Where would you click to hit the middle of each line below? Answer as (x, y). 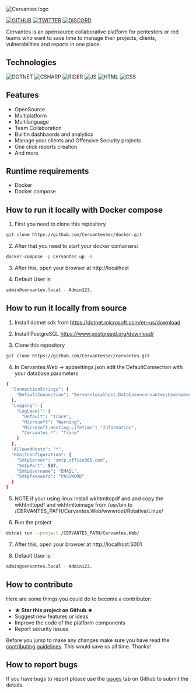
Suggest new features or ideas (51, 616)
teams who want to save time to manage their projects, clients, (81, 38)
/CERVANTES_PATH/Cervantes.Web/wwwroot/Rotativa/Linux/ (89, 511)
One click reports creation (46, 146)
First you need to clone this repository (60, 224)
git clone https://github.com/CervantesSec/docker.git (74, 235)
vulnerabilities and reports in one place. (53, 44)
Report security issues (41, 629)
